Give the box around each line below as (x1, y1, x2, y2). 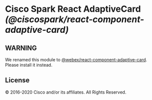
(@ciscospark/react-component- (5, 14, 144, 25)
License (5, 76, 30, 84)
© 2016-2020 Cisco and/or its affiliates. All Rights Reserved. (5, 89, 127, 95)
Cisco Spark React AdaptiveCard (5, 3, 141, 15)
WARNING (5, 44, 37, 52)
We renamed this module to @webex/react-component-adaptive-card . (5, 57, 148, 62)
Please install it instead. (5, 62, 53, 68)
